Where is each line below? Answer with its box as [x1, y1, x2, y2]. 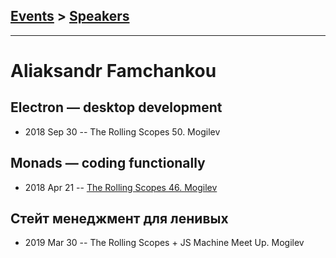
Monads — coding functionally [10, 155, 206, 172]
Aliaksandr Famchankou [10, 60, 217, 82]
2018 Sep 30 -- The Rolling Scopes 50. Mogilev [24, 125, 221, 138]
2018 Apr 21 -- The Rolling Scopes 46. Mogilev [24, 181, 218, 193]
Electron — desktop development [10, 99, 223, 116]
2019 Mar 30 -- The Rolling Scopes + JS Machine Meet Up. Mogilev [24, 237, 305, 249]
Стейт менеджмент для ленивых [10, 210, 229, 228]
